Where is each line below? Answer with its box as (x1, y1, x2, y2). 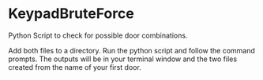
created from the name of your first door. (8, 62, 142, 71)
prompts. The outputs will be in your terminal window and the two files (8, 54, 238, 64)
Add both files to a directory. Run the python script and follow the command (8, 45, 255, 55)
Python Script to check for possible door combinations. (8, 31, 188, 40)
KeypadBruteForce (8, 5, 134, 23)
